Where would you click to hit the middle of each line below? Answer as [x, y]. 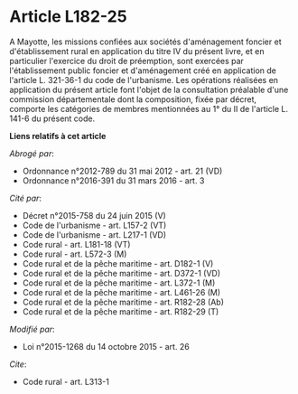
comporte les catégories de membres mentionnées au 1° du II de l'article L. [149, 108]
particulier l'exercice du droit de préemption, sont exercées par [126, 61]
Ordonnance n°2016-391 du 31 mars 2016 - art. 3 [113, 180]
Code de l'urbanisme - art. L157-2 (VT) [94, 225]
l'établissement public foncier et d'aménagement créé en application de [143, 70]
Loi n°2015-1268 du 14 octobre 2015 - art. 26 [106, 346]
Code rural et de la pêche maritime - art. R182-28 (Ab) [123, 302]
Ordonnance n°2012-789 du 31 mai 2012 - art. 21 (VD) [122, 171]
